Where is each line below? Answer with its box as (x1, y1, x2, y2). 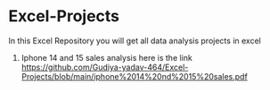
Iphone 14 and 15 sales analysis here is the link (20, 52, 192, 63)
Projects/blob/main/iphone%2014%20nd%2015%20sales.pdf (20, 71, 249, 81)
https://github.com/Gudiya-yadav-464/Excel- (20, 62, 189, 72)
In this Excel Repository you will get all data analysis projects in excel (8, 35, 262, 46)
